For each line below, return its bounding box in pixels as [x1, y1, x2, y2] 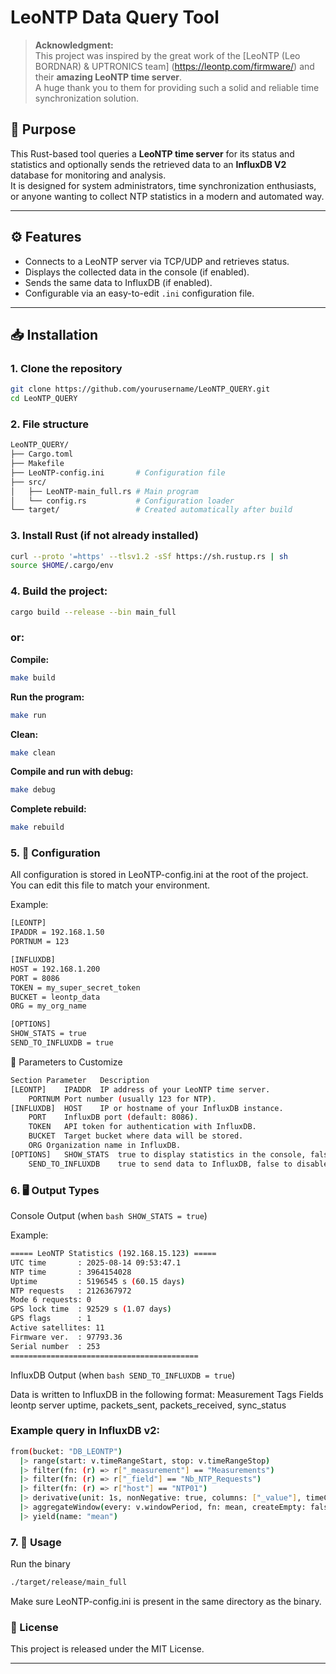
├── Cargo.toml [10, 449, 74, 460]
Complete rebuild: [10, 803, 87, 815]
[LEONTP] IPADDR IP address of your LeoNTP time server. [10, 1084, 271, 1095]
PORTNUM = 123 [10, 937, 70, 947]
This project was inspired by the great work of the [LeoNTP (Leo [34, 49, 301, 61]
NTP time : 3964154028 [10, 1267, 132, 1277]
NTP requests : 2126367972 [10, 1286, 132, 1296]
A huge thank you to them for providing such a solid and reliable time [34, 81, 320, 93]
